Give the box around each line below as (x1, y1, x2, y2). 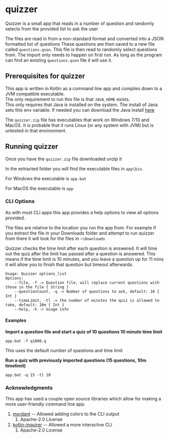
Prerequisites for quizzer (5, 72, 85, 81)
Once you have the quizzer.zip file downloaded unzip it (5, 156, 122, 162)
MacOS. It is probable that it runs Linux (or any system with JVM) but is (5, 122, 154, 128)
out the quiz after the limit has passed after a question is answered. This (5, 250, 156, 257)
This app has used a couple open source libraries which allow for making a (5, 396, 161, 402)
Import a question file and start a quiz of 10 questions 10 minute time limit (5, 329, 163, 335)
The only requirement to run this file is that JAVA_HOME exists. (5, 96, 130, 102)
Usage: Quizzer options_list (5, 271, 67, 276)
